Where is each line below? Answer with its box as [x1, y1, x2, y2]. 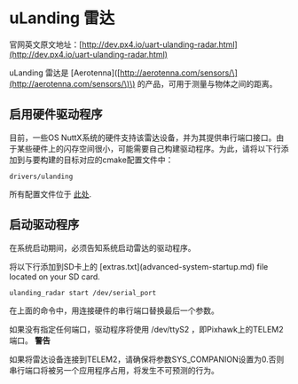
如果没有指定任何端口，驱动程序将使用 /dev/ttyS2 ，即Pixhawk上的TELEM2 [9, 324, 284, 334]
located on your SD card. [9, 271, 100, 282]
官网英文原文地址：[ [9, 39, 82, 50]
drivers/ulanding [9, 172, 74, 181]
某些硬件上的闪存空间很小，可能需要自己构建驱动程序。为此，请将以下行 [16, 143, 281, 153]
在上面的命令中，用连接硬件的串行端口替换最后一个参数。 [9, 305, 219, 316]
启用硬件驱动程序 [9, 107, 103, 122]
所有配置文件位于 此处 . [9, 188, 91, 200]
